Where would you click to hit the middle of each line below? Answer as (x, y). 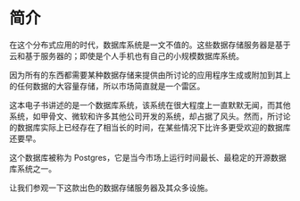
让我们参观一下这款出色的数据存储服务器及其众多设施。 (111, 188)
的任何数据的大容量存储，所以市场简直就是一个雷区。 (107, 86)
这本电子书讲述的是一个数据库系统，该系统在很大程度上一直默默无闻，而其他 (150, 105)
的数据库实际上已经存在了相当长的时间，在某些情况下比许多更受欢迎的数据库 (150, 127)
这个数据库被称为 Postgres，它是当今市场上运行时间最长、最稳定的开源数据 (148, 157)
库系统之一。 (33, 168)
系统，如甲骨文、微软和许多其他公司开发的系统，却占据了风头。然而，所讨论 (150, 116)
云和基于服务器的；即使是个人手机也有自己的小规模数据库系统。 (126, 55)
